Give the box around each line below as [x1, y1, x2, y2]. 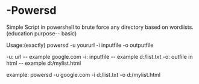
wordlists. [169, 23, 194, 31]
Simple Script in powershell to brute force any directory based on [6, 23, 169, 31]
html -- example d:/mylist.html [6, 59, 81, 67]
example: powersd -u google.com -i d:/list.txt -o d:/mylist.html [6, 71, 161, 78]
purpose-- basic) [34, 29, 77, 37]
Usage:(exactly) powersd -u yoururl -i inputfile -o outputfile [6, 41, 154, 49]
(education [6, 29, 33, 37]
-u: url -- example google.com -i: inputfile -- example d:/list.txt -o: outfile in [6, 53, 193, 60]
